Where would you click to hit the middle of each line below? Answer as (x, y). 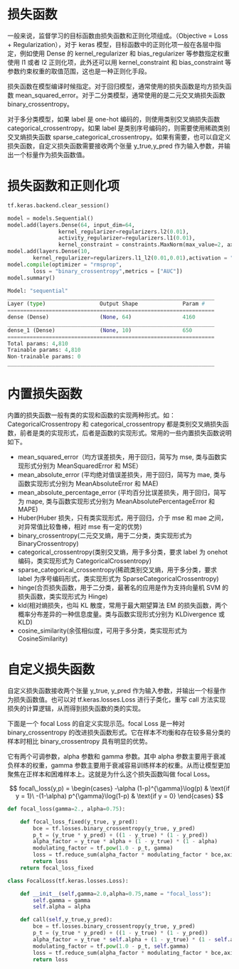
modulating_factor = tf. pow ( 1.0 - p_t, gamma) (103, 848)
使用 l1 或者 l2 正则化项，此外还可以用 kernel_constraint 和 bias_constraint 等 (119, 62)
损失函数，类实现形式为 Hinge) (63, 596)
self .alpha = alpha (62, 907)
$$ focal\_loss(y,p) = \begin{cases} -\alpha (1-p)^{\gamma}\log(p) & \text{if (119, 788)
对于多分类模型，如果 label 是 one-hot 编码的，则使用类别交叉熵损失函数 (114, 119)
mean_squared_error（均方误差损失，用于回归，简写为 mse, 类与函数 (119, 456)
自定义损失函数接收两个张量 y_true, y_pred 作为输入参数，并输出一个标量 (114, 690)
